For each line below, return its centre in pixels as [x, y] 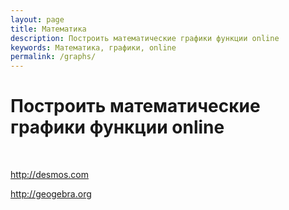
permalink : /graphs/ [53, 57]
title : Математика [48, 29]
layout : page [37, 19]
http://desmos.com [49, 175]
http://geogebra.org [51, 194]
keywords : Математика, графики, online [93, 47]
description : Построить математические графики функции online [145, 38]
